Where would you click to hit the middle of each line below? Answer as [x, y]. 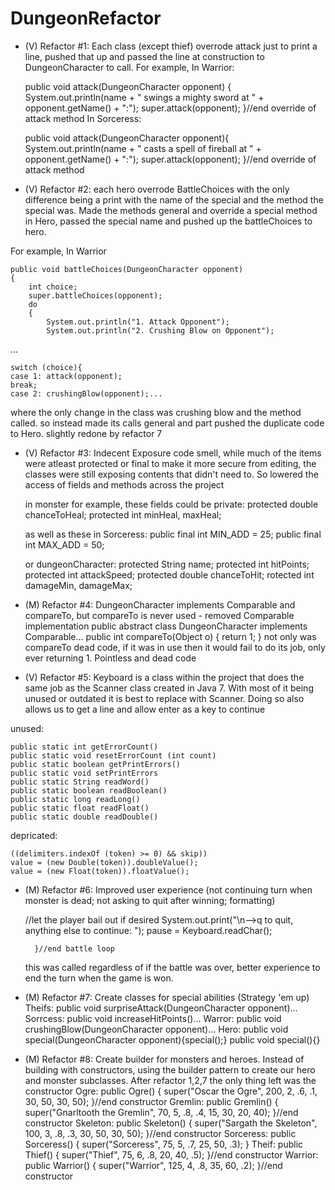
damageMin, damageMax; [78, 585]
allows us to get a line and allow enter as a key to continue [145, 709]
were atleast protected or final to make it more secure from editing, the [170, 463]
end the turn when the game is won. [99, 978]
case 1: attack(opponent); [66, 376]
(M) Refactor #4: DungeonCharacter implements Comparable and [160, 604]
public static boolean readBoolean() [89, 790]
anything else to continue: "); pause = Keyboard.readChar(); [148, 930]
